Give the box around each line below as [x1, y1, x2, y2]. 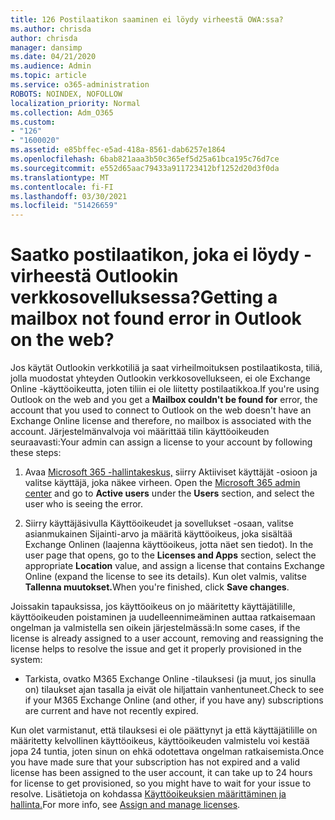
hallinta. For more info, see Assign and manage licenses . [10, 799, 241, 811]
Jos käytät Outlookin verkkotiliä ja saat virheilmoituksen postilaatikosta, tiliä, [10, 362, 323, 374]
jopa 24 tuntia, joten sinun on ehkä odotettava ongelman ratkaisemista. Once [10, 746, 325, 758]
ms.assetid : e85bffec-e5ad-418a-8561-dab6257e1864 [10, 145, 226, 155]
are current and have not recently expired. [24, 705, 199, 717]
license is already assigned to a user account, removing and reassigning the [10, 632, 324, 645]
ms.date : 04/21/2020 [10, 52, 97, 62]
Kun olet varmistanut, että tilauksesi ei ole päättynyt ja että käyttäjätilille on [10, 724, 318, 736]
